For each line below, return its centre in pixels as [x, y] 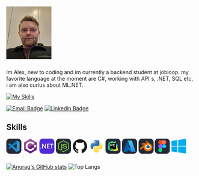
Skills [17, 127]
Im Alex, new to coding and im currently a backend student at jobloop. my [98, 72]
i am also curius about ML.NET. [45, 85]
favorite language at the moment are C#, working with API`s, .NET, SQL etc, [100, 78]
